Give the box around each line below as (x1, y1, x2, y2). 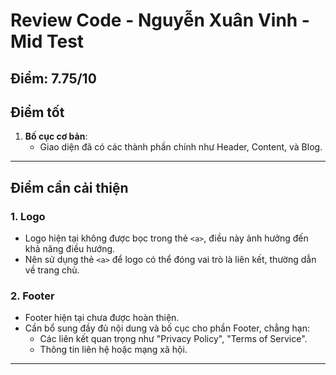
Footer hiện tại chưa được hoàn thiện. (24, 312, 180, 324)
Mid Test (10, 30, 85, 53)
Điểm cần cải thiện (10, 179, 129, 196)
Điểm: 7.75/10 (10, 70, 97, 87)
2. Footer (10, 289, 55, 303)
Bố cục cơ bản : (24, 130, 88, 143)
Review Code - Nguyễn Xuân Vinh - (10, 9, 310, 32)
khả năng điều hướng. (24, 243, 116, 255)
